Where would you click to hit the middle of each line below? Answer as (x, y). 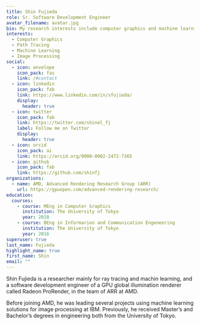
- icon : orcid (29, 145)
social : (16, 62)
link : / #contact (37, 78)
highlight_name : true (33, 251)
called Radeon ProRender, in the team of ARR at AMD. (72, 291)
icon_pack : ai (34, 151)
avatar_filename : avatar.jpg (42, 23)
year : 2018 (36, 217)
